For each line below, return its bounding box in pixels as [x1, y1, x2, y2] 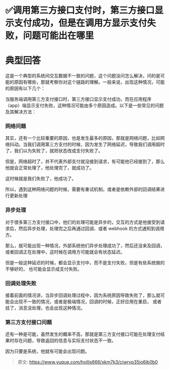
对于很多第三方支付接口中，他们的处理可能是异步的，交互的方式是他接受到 [5, 219, 160, 225]
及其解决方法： [5, 109, 36, 115]
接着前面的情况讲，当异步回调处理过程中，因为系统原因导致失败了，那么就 [5, 292, 160, 299]
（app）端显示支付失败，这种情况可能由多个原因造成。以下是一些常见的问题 [5, 102, 164, 109]
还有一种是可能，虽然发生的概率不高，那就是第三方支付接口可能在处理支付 [5, 331, 160, 337]
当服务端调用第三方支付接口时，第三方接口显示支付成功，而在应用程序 [5, 96, 152, 102]
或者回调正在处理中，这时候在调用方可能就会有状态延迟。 [5, 249, 125, 255]
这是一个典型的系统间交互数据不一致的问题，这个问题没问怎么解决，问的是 [5, 73, 160, 79]
